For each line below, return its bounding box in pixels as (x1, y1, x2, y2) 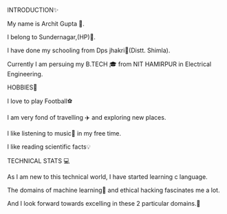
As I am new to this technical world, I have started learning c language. (7, 173, 208, 181)
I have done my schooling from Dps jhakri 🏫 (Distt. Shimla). (7, 46, 171, 54)
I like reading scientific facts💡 (7, 142, 91, 151)
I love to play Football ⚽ (7, 97, 73, 105)
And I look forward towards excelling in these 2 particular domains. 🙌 (7, 200, 201, 207)
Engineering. (7, 70, 43, 78)
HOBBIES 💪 (7, 83, 38, 92)
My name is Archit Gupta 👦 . (7, 20, 85, 28)
